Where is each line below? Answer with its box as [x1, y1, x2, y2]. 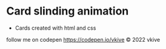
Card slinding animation [6, 4, 129, 18]
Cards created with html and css [15, 24, 96, 31]
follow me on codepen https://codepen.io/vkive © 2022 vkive [6, 36, 161, 43]
